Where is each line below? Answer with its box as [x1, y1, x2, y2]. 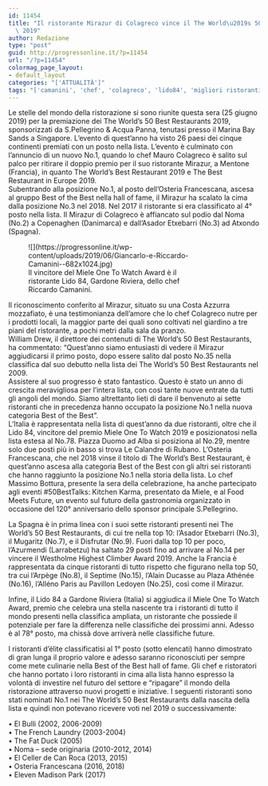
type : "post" [8, 42, 52, 50]
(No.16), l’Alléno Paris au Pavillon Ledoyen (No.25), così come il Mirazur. [8, 579, 244, 589]
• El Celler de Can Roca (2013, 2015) [8, 753, 128, 763]
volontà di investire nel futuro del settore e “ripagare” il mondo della [8, 678, 231, 688]
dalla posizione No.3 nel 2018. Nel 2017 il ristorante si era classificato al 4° [8, 201, 253, 211]
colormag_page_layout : [8, 64, 84, 72]
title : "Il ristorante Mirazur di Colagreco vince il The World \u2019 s [8, 19, 251, 27]
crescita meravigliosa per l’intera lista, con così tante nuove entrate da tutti [8, 385, 254, 395]
